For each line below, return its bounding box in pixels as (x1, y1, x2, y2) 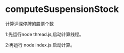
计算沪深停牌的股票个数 (5, 20, 54, 26)
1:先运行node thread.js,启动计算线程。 (5, 31, 84, 37)
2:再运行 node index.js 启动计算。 (5, 41, 75, 48)
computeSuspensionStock (5, 3, 119, 15)
